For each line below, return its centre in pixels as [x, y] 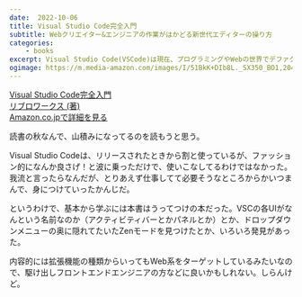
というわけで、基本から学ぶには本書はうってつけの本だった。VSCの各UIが [147, 208]
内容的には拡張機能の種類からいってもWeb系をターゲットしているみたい [143, 261]
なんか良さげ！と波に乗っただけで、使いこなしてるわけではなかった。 [163, 166]
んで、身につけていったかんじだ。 [72, 189]
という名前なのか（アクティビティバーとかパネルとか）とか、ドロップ [146, 219]
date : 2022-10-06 [44, 18]
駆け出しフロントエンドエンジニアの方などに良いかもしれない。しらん [155, 272]
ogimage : [26, 68]
